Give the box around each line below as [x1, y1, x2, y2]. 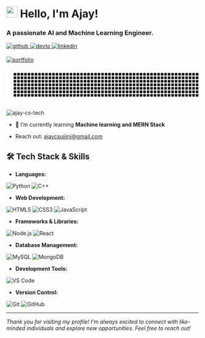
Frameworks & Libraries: [15, 217, 79, 225]
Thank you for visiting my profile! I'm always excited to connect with [6, 318, 178, 325]
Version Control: [15, 289, 58, 296]
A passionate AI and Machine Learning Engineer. [6, 29, 154, 37]
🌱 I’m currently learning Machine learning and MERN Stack [15, 121, 165, 128]
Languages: [15, 170, 46, 178]
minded [6, 324, 26, 332]
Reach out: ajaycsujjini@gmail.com [15, 133, 103, 140]
